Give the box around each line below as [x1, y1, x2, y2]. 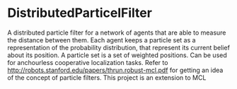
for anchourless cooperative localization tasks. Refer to [7, 58, 168, 66]
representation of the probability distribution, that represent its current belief [7, 43, 230, 52]
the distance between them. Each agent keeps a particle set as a [7, 35, 196, 44]
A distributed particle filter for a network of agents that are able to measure [7, 28, 226, 37]
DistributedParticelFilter [7, 5, 152, 21]
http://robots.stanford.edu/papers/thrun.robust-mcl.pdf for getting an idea [7, 66, 224, 74]
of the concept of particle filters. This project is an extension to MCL [7, 73, 207, 82]
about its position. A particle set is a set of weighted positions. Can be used [7, 51, 228, 59]
